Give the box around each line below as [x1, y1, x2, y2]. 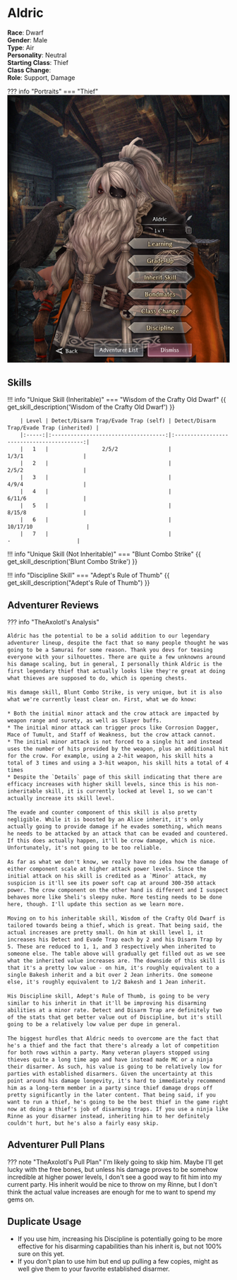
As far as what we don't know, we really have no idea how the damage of [7, 858, 229, 865]
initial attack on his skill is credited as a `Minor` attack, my [7, 872, 207, 879]
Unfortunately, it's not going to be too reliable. [7, 844, 162, 851]
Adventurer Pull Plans [7, 1139, 105, 1151]
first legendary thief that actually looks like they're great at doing [7, 668, 226, 675]
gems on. [7, 1195, 35, 1204]
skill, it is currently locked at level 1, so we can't [44, 788, 213, 795]
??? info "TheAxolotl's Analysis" [7, 617, 100, 626]
